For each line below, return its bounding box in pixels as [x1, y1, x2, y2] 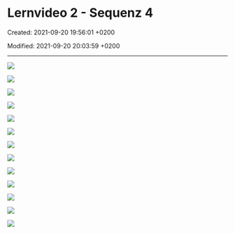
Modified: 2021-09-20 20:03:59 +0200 [7, 41, 120, 50]
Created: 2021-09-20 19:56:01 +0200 [7, 28, 115, 36]
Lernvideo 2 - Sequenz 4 [7, 5, 154, 21]
